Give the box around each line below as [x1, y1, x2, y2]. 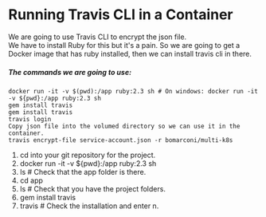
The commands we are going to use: [8, 67, 132, 77]
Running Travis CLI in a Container [8, 6, 233, 24]
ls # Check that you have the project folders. [19, 183, 166, 193]
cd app [19, 176, 44, 185]
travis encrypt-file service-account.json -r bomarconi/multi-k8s [8, 136, 233, 144]
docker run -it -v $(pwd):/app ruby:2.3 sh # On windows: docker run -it [8, 87, 259, 95]
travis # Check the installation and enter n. [19, 201, 159, 211]
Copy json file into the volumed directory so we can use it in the [8, 122, 241, 130]
